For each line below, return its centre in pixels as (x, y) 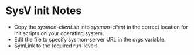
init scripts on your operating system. (59, 33)
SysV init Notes (44, 11)
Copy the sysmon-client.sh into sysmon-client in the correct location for (101, 27)
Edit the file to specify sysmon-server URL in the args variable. (90, 39)
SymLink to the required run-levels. (57, 46)
